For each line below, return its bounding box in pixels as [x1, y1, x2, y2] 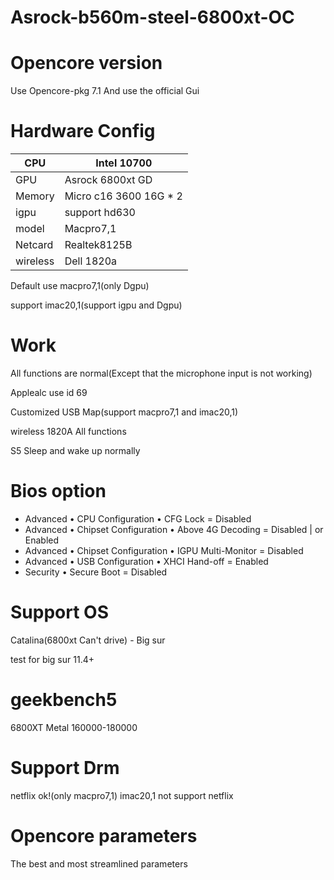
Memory [15, 189, 55, 203]
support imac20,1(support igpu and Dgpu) [10, 299, 183, 311]
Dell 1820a [64, 254, 118, 268]
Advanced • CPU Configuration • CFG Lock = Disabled [24, 512, 252, 525]
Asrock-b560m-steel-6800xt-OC [10, 6, 295, 29]
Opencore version [10, 52, 163, 75]
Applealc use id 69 [10, 387, 88, 398]
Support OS [10, 601, 109, 624]
